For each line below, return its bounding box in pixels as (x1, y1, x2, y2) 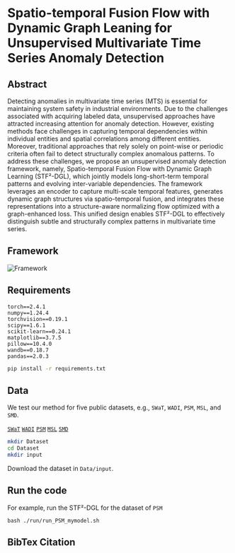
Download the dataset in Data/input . (7, 464, 114, 472)
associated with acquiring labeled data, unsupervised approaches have (7, 112, 216, 120)
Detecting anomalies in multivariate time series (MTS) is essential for (7, 97, 207, 105)
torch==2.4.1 (7, 303, 46, 310)
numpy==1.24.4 (7, 309, 50, 316)
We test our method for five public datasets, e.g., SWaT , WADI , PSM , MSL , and (7, 403, 222, 412)
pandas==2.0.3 (7, 352, 50, 360)
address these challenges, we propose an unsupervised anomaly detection (7, 157, 227, 165)
